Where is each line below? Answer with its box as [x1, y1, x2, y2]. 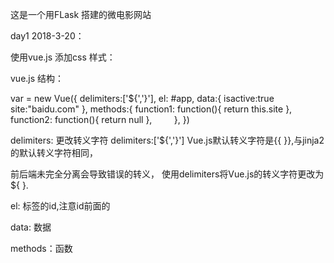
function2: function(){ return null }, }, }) [10, 114, 190, 125]
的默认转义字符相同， [10, 147, 98, 158]
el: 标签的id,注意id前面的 [10, 200, 111, 212]
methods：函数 [10, 243, 73, 254]
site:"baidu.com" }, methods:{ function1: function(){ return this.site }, [10, 103, 293, 115]
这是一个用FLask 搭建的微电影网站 [10, 9, 152, 20]
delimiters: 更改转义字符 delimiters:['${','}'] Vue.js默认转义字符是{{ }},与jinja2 [10, 134, 325, 146]
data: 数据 [10, 221, 52, 233]
